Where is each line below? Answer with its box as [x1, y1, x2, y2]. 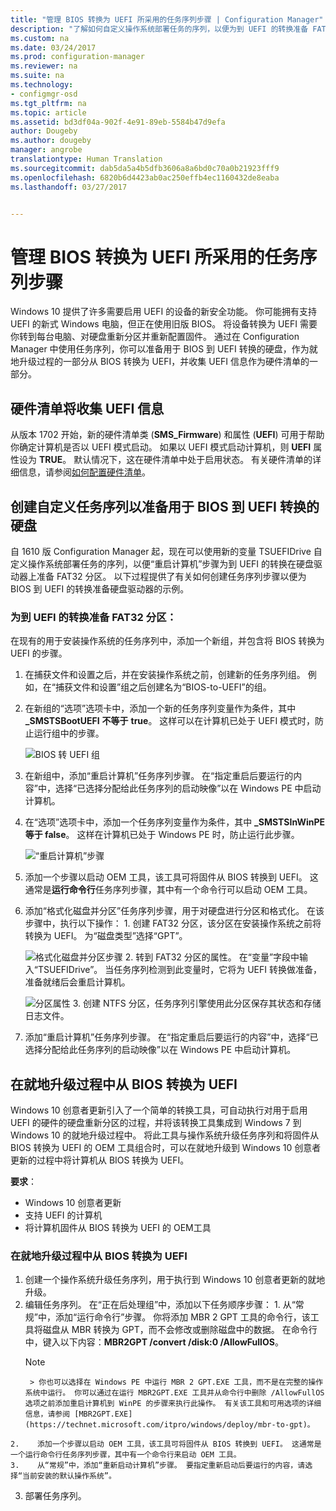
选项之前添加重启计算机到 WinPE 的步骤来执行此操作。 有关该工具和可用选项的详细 [24, 1399, 322, 1409]
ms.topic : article [10, 107, 87, 118]
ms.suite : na [10, 71, 65, 81]
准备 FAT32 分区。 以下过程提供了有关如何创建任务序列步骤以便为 [36, 570, 307, 582]
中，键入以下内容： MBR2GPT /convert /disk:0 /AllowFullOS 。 [24, 1336, 284, 1348]
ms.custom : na [10, 33, 70, 43]
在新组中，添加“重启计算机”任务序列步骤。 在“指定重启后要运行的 [24, 770, 294, 782]
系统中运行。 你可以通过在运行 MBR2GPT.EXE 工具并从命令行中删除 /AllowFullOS [24, 1388, 325, 1398]
